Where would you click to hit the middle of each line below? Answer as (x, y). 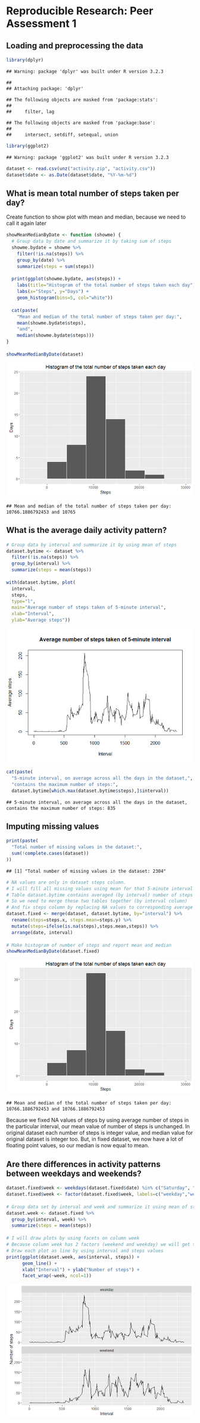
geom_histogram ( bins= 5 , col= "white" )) (65, 298)
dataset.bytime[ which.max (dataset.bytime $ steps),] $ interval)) (90, 791)
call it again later (26, 223)
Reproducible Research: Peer (80, 11)
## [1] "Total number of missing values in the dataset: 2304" (86, 871)
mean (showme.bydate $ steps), (51, 323)
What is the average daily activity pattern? (87, 530)
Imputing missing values (53, 826)
